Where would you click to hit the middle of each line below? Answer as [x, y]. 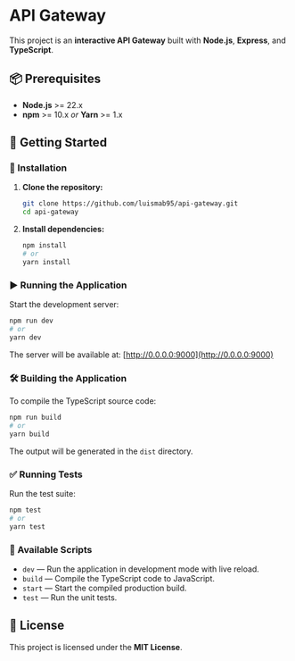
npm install [44, 246]
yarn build [29, 434]
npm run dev [31, 321]
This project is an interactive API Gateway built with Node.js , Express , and [148, 40]
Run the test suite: [42, 493]
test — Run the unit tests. [70, 597]
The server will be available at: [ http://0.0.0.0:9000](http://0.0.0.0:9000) [141, 355]
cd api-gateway [50, 212]
